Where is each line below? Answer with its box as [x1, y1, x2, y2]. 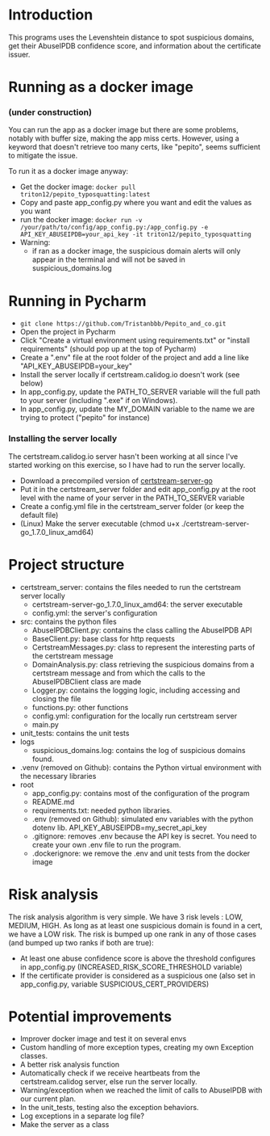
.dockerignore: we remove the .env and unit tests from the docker [31, 848, 251, 858]
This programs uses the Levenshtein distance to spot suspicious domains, [8, 32, 255, 42]
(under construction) [8, 107, 93, 118]
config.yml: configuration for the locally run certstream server [31, 711, 238, 721]
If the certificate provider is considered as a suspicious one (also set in [19, 970, 255, 980]
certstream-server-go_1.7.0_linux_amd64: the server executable [31, 600, 243, 609]
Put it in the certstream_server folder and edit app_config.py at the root [19, 484, 256, 494]
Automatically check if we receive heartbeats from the [19, 1068, 201, 1078]
